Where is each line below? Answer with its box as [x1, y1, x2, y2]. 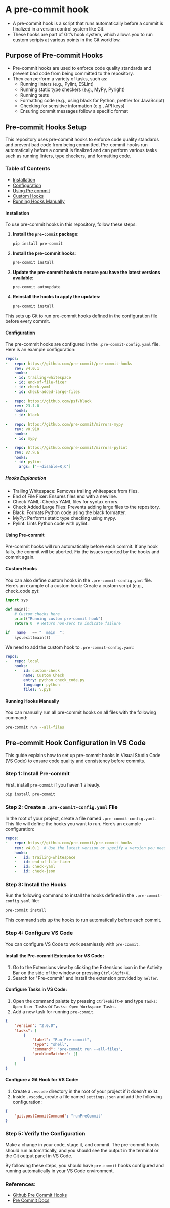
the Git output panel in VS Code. [5, 1153, 72, 1159]
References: [5, 1181, 36, 1188]
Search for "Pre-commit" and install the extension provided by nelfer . [12, 975, 159, 981]
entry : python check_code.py [23, 678, 85, 683]
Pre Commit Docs [12, 1197, 50, 1203]
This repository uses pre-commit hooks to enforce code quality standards [5, 136, 159, 142]
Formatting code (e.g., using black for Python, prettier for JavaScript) [20, 97, 165, 103]
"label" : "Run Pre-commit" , [32, 1037, 92, 1043]
